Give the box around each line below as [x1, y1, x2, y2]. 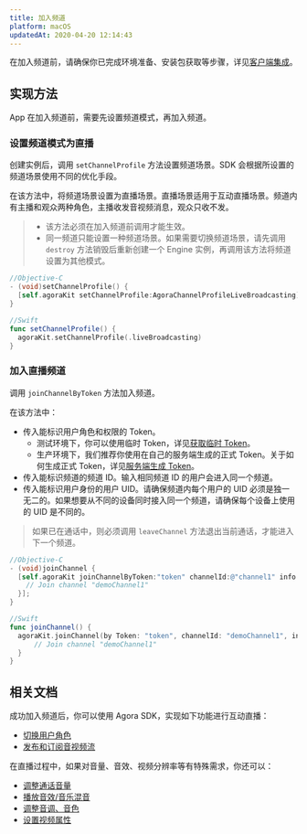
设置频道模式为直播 [9, 137, 94, 150]
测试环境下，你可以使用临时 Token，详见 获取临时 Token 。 [36, 437, 256, 448]
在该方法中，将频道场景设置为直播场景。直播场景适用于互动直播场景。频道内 [9, 190, 298, 201]
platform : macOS [9, 22, 71, 31]
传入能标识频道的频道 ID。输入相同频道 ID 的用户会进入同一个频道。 [22, 472, 279, 483]
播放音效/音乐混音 [22, 792, 90, 803]
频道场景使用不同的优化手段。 [9, 171, 122, 182]
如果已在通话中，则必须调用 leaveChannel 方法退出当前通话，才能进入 [31, 525, 294, 536]
